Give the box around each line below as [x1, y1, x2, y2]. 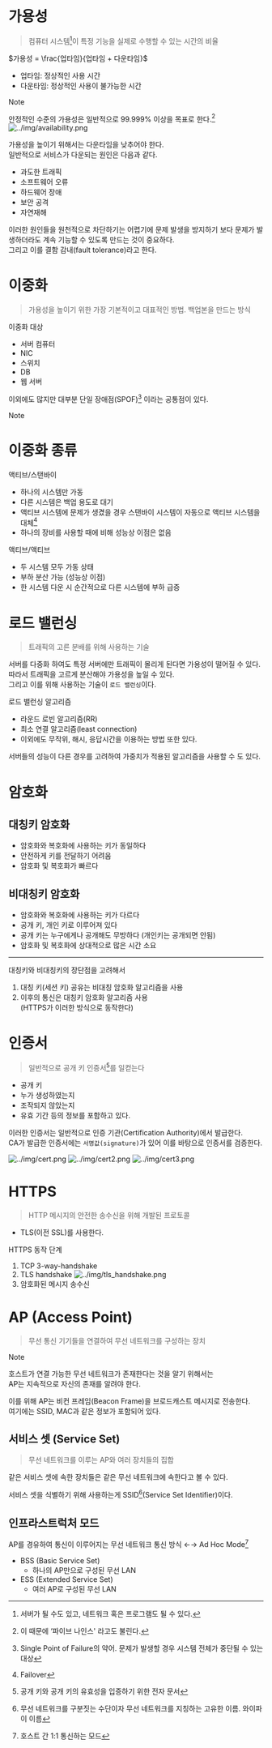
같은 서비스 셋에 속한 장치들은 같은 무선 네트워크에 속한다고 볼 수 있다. [8, 1472, 228, 1482]
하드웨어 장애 [19, 187, 62, 197]
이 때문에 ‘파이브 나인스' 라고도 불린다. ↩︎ [19, 1626, 150, 1635]
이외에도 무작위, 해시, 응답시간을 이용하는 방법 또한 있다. [19, 734, 198, 744]
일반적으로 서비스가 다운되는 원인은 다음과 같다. [8, 150, 158, 160]
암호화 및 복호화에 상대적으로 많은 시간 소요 [19, 941, 157, 951]
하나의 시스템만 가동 [19, 487, 83, 497]
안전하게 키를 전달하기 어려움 [19, 851, 112, 861]
